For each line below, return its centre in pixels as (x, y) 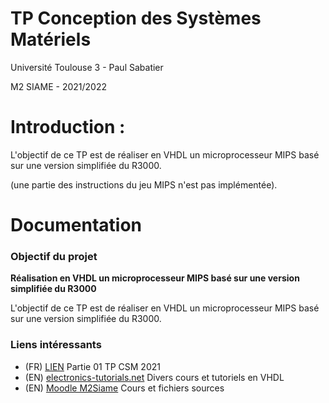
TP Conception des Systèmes (136, 18)
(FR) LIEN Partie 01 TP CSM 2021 (92, 366)
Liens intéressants (56, 345)
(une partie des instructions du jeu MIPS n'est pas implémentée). (144, 184)
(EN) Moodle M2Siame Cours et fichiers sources (124, 388)
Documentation (76, 225)
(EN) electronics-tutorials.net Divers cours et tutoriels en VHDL (154, 377)
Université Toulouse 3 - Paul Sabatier (87, 67)
